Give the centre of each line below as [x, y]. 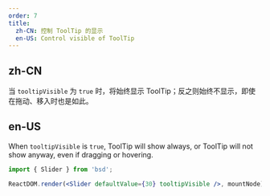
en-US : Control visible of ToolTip [75, 38]
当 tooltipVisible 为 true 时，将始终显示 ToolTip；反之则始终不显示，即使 [132, 91]
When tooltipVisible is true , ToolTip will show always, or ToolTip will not [131, 146]
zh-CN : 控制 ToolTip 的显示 [59, 31]
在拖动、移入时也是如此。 [51, 101]
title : [19, 23]
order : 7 [23, 16]
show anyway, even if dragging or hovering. [81, 154]
